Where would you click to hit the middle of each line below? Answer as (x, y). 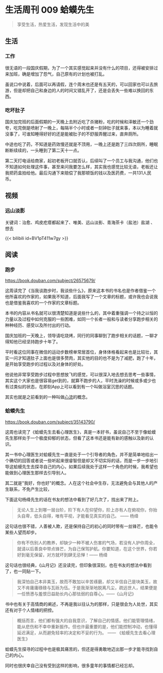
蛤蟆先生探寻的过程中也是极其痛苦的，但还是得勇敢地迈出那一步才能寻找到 (79, 649)
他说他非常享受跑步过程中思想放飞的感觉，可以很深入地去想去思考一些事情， (81, 375)
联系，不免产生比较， (30, 489)
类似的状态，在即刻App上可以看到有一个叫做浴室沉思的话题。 (75, 387)
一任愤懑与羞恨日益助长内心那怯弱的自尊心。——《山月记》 (76, 594)
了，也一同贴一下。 (24, 571)
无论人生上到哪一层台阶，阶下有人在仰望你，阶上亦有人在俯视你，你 (85, 509)
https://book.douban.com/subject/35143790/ (50, 422)
